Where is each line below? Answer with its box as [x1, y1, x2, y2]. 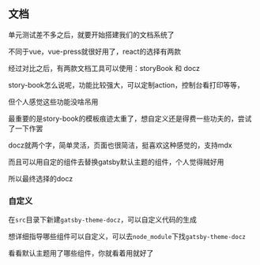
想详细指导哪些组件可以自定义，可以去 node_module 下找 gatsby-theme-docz [8, 232, 247, 241]
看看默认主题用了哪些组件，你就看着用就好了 [8, 248, 154, 258]
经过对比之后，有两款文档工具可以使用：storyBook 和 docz [8, 63, 200, 73]
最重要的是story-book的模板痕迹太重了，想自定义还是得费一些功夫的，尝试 [8, 114, 252, 123]
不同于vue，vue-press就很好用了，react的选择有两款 [8, 47, 182, 56]
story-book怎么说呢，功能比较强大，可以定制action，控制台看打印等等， [8, 80, 245, 89]
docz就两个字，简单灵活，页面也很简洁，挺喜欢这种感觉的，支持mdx [8, 140, 232, 150]
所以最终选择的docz [8, 174, 73, 183]
